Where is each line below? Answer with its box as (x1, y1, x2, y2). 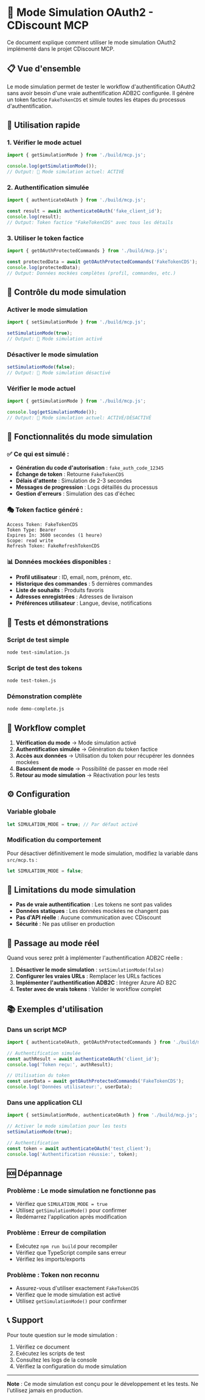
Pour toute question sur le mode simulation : (7, 1331, 118, 1338)
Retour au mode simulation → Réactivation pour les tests (15, 771, 160, 779)
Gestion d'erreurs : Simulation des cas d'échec (15, 489, 136, 497)
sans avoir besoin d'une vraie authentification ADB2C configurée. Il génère (7, 89, 195, 96)
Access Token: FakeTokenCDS (7, 521, 78, 527)
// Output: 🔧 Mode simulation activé (7, 336, 103, 342)
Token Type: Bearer (7, 527, 57, 533)
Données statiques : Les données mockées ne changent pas (15, 907, 170, 915)
